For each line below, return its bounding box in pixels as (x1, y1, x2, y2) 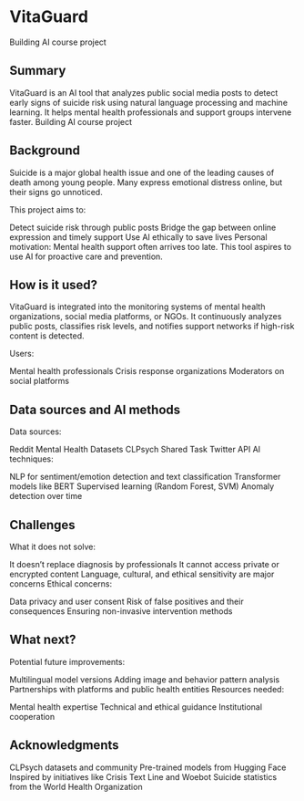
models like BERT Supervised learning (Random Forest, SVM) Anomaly (9, 481, 275, 492)
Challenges (9, 517, 76, 533)
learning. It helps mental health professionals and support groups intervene (9, 107, 292, 118)
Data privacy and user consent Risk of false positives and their (9, 596, 244, 607)
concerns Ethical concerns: (9, 578, 112, 589)
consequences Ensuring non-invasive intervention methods (9, 606, 233, 617)
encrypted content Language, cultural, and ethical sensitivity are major (9, 568, 275, 579)
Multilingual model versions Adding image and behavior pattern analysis (9, 673, 280, 685)
